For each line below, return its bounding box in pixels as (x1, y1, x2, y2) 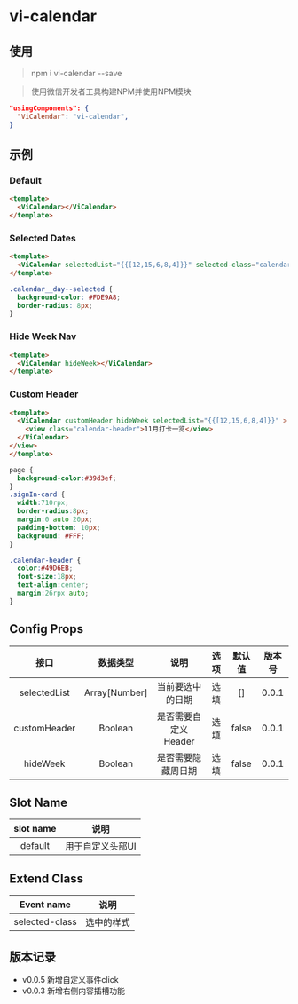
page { (9, 465, 34, 474)
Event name (19, 898, 71, 911)
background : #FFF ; (17, 531, 86, 541)
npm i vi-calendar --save (30, 68, 122, 78)
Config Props (9, 621, 84, 636)
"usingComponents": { (9, 104, 90, 113)
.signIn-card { (9, 490, 66, 499)
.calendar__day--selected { (9, 284, 114, 294)
